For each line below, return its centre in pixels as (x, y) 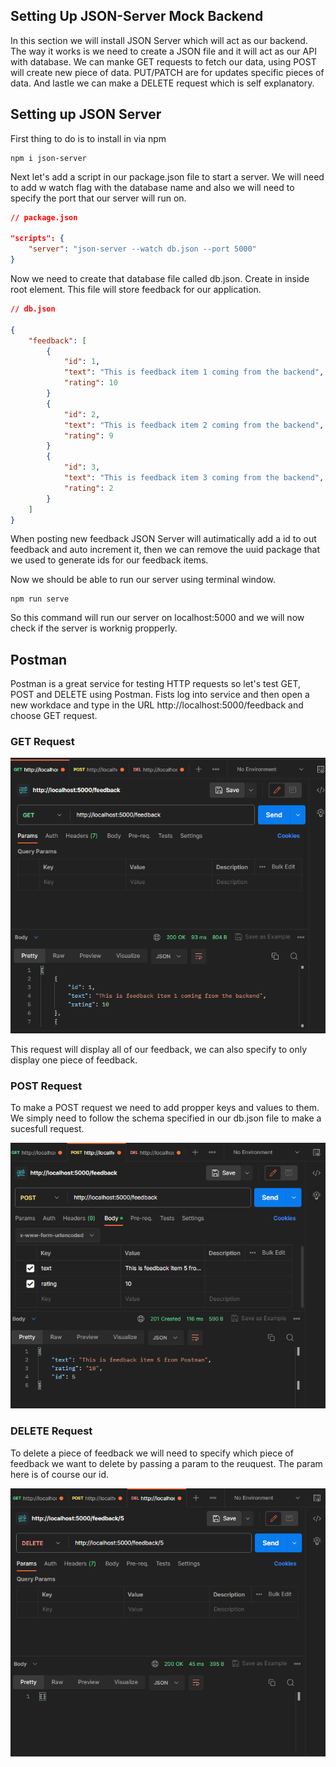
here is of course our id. (60, 1474)
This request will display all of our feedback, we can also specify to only (159, 1049)
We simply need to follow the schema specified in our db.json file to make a (166, 1118)
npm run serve (40, 599)
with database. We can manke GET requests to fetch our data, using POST (163, 61)
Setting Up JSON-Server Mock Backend (137, 16)
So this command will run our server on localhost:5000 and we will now (157, 618)
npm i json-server (48, 158)
